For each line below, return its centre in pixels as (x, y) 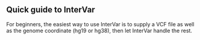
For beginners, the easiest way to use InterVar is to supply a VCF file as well (100, 24)
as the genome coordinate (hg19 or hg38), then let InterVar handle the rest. (99, 30)
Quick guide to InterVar (51, 10)
